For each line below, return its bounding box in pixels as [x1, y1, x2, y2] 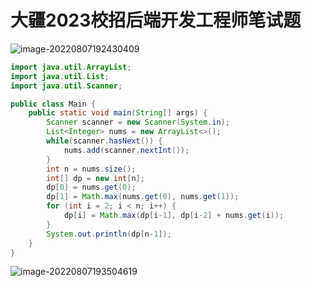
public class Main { [10, 99, 97, 109]
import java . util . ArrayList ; [10, 62, 132, 72]
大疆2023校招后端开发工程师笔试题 [10, 9, 302, 32]
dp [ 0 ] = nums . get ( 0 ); [46, 182, 137, 193]
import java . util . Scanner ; [10, 81, 123, 91]
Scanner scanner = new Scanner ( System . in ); [46, 117, 230, 128]
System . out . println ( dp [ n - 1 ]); [46, 229, 172, 239]
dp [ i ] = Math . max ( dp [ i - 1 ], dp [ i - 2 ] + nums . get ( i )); [63, 211, 285, 221]
